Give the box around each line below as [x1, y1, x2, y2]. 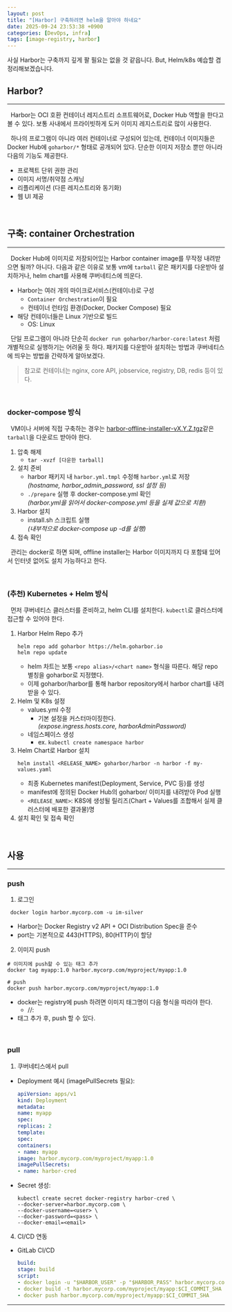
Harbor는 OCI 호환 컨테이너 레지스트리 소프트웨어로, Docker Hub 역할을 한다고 [10, 110, 224, 119]
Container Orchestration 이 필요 [27, 295, 117, 303]
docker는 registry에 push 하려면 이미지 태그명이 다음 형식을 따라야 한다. [17, 998, 213, 1006]
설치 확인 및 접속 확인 [17, 814, 75, 822]
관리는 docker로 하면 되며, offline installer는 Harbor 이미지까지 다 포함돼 [10, 548, 209, 557]
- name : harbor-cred [17, 1168, 77, 1175]
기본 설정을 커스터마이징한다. [37, 715, 116, 723]
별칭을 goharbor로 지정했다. [27, 671, 104, 679]
